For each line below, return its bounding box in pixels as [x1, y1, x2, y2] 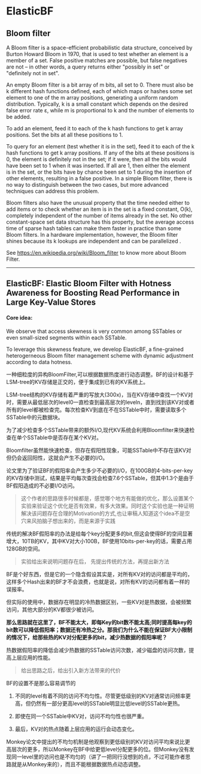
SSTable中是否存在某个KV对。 [26, 434, 102, 441]
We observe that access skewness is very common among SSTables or [6, 328, 182, 335]
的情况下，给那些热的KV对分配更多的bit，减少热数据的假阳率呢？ [6, 633, 167, 641]
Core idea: [6, 314, 33, 321]
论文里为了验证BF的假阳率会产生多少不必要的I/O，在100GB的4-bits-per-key [6, 467, 193, 474]
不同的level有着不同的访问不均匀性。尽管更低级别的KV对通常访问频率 [14, 692, 186, 699]
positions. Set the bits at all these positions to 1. [6, 131, 123, 138]
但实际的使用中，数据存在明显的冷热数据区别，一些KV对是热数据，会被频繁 [6, 598, 192, 605]
